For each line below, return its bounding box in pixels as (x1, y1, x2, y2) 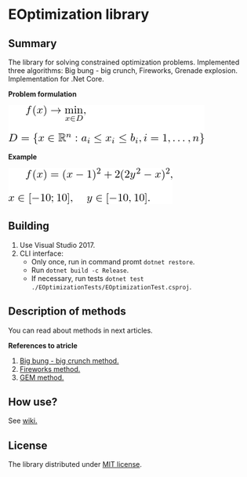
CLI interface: (19, 249, 64, 258)
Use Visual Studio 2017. (19, 240, 96, 249)
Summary (8, 37, 57, 50)
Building (8, 220, 49, 233)
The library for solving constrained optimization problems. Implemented (8, 57, 240, 67)
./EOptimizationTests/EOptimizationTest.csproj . (31, 282, 192, 291)
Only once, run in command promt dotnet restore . (31, 257, 195, 266)
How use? (8, 395, 58, 409)
